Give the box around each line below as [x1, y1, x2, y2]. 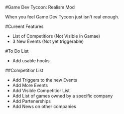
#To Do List [5, 48, 29, 54]
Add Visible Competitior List [12, 88, 70, 94]
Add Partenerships [12, 98, 51, 104]
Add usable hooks [12, 58, 50, 64]
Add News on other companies [12, 104, 76, 109]
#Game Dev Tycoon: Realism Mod [5, 4, 75, 10]
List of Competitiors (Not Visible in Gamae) [12, 33, 101, 39]
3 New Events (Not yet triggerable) [12, 38, 84, 44]
